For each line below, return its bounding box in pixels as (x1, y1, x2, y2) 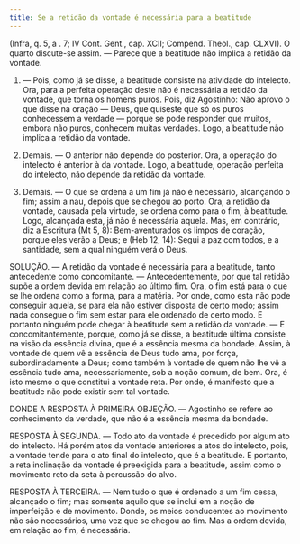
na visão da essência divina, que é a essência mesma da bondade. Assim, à (9, 337, 291, 348)
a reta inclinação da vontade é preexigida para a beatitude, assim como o (9, 459, 282, 470)
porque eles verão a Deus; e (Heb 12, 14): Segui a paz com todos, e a (22, 234, 279, 244)
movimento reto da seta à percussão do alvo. (9, 468, 177, 479)
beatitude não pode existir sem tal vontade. (9, 385, 170, 397)
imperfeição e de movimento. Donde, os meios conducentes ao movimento (9, 505, 288, 516)
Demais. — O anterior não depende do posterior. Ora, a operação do (22, 150, 277, 161)
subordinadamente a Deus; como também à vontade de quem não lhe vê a (9, 357, 286, 368)
